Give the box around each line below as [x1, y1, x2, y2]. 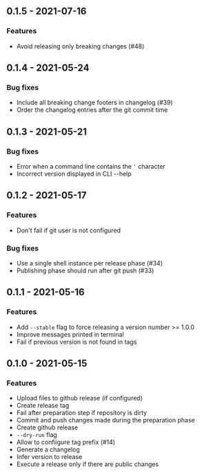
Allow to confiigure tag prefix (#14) [16, 438, 115, 447]
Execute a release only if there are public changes [16, 460, 159, 469]
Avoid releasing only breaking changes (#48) [16, 41, 145, 50]
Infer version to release [16, 453, 83, 461]
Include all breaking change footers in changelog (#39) [16, 98, 173, 106]
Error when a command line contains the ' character [16, 162, 166, 171]
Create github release [16, 423, 79, 431]
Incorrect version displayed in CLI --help [16, 169, 132, 178]
